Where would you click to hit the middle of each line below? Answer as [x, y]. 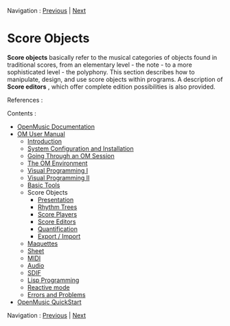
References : [25, 100]
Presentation [56, 199]
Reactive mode [48, 287]
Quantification [57, 229]
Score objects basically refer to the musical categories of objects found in [112, 57]
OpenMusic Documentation [56, 127]
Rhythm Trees [57, 207]
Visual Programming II [58, 177]
